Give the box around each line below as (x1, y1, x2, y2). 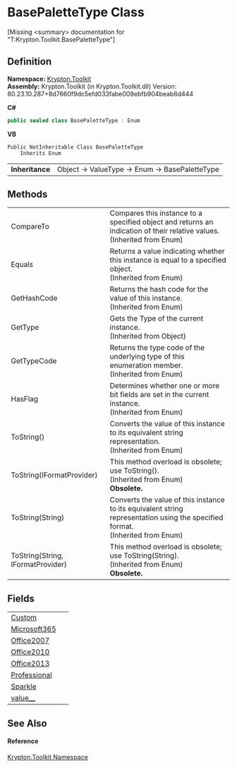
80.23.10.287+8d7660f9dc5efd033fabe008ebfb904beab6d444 (7, 89, 194, 98)
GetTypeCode (11, 356, 57, 366)
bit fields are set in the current (109, 390, 209, 400)
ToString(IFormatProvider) (11, 470, 98, 480)
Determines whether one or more (109, 381, 220, 391)
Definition (7, 56, 51, 68)
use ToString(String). (109, 551, 179, 561)
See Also (7, 717, 47, 729)
